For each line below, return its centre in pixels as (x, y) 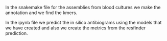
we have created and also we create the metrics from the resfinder (76, 28)
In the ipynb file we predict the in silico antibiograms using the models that (83, 23)
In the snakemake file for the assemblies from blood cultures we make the (83, 7)
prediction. (17, 33)
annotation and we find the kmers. (41, 13)
